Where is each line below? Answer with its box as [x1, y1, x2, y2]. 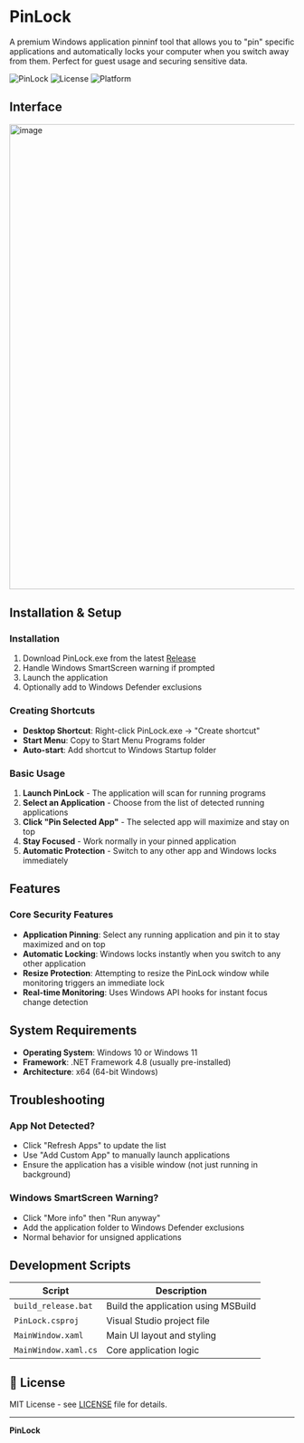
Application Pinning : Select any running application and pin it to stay [22, 929, 280, 940]
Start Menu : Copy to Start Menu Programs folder [22, 734, 206, 745]
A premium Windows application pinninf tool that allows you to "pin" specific [9, 36, 295, 47]
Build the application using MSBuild [106, 1300, 257, 1312]
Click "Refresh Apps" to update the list [22, 1140, 166, 1151]
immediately [22, 855, 69, 867]
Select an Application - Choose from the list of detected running [22, 798, 265, 809]
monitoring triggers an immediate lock [22, 977, 165, 988]
